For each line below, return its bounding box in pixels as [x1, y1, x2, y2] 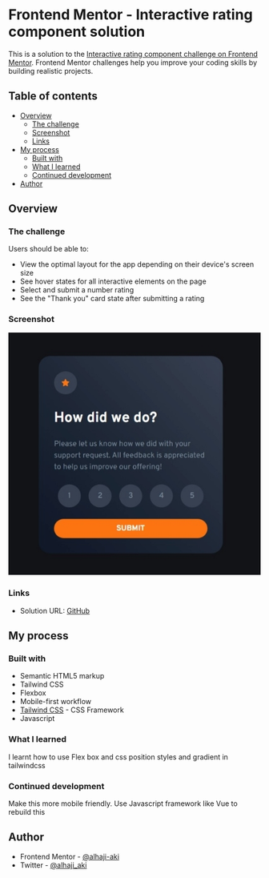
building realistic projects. [8, 66, 94, 75]
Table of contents [8, 90, 98, 103]
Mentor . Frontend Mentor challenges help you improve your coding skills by [8, 58, 258, 67]
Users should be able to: [8, 244, 90, 254]
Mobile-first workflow [19, 697, 92, 707]
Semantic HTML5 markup [19, 671, 105, 681]
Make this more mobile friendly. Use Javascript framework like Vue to [8, 799, 238, 808]
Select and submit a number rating [19, 285, 134, 295]
